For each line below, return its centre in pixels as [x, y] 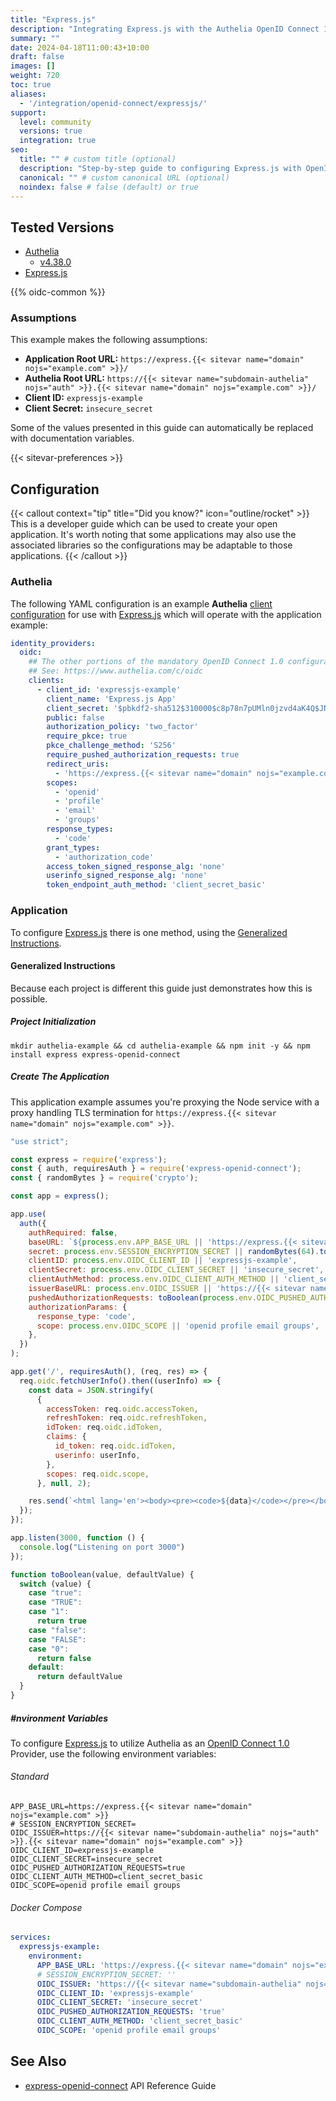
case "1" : [49, 1612]
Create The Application [60, 1077]
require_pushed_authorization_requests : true [143, 755]
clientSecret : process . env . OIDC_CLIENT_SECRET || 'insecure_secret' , [176, 1270]
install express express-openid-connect [96, 1054]
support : [28, 112]
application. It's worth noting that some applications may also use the [153, 535]
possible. [29, 998]
